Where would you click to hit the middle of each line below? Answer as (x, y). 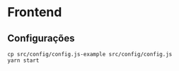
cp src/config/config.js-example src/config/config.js (90, 54)
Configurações (41, 38)
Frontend (35, 12)
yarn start (23, 60)
